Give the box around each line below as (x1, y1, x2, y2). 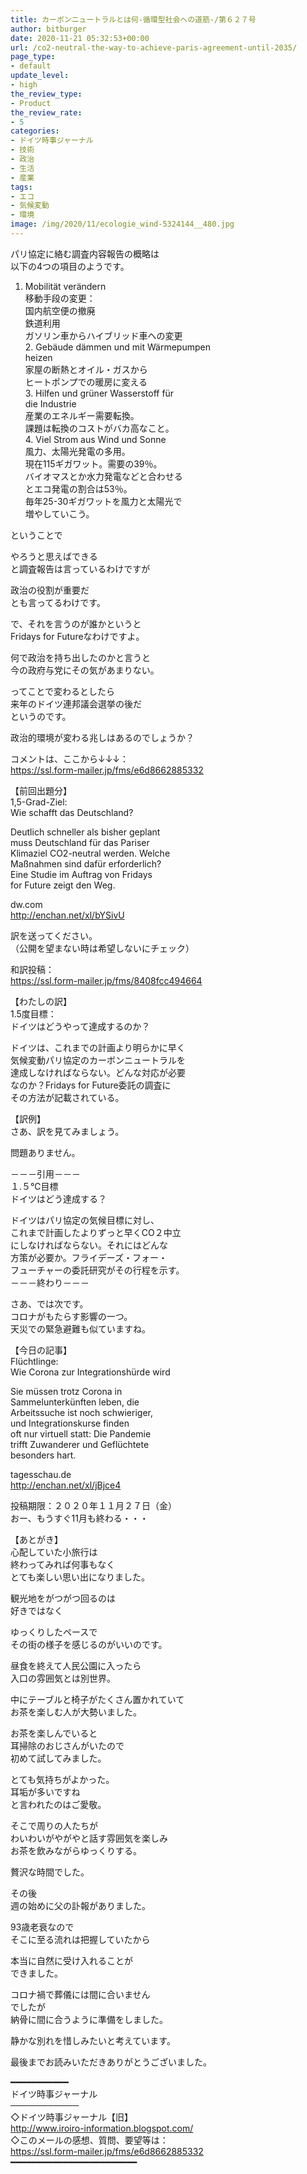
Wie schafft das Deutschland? (10, 806, 134, 818)
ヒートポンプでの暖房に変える (24, 376, 148, 388)
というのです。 (10, 710, 72, 722)
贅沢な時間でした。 (10, 1866, 90, 1878)
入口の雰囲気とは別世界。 (10, 1672, 116, 1684)
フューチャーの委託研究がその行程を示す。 (10, 1264, 185, 1276)
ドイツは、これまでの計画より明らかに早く (10, 1041, 186, 1053)
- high (10, 80, 38, 90)
